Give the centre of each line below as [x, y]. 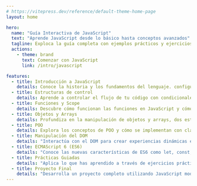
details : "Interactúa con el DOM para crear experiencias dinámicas [102, 142]
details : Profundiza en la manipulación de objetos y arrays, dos [99, 120]
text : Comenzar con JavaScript [60, 60]
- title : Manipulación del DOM [50, 136]
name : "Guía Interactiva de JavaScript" [61, 33]
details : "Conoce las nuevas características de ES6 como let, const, [105, 152]
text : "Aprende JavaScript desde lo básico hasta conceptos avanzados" [101, 39]
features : [18, 76]
